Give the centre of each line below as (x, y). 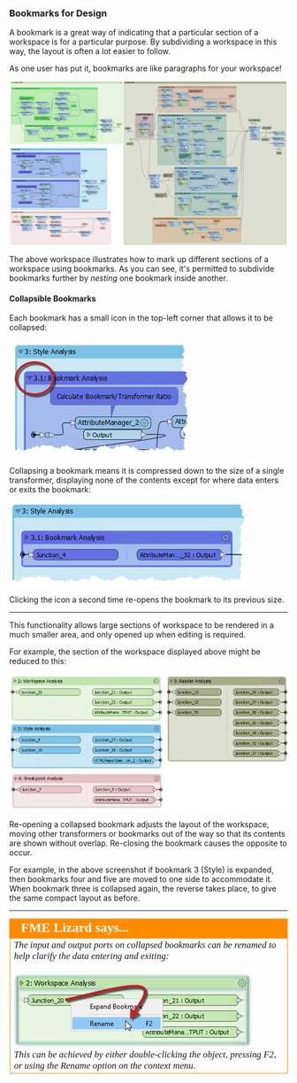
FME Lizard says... (75, 928)
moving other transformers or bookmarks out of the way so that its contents (147, 833)
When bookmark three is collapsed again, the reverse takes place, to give (143, 888)
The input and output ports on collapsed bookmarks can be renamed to (145, 944)
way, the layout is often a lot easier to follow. (90, 51)
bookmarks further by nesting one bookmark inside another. (118, 278)
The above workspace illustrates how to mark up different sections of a (139, 259)
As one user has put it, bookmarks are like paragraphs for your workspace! (145, 68)
